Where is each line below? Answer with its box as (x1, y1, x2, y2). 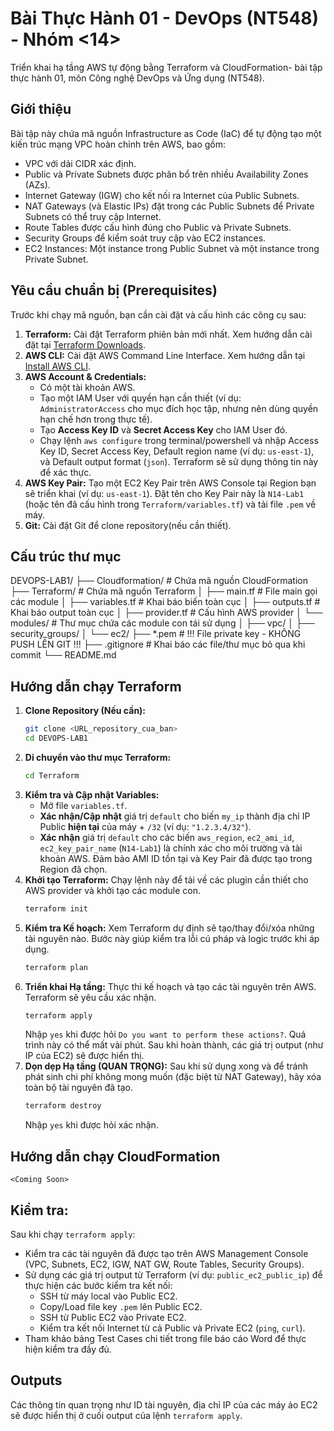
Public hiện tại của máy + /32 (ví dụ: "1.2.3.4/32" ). (39, 820, 252, 832)
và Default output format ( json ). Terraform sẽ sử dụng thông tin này (39, 455, 319, 467)
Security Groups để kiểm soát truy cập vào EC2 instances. (24, 232, 267, 244)
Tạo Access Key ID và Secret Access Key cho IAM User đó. (39, 423, 288, 436)
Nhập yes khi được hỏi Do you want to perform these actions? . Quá (24, 1028, 307, 1041)
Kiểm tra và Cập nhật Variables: (24, 788, 160, 801)
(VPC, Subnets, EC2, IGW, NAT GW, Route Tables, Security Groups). (24, 1258, 305, 1270)
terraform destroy (24, 1101, 102, 1111)
